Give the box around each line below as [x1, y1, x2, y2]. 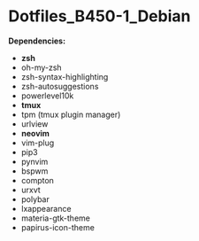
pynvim [20, 156, 49, 167]
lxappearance [20, 203, 72, 214]
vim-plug [20, 137, 55, 148]
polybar [20, 193, 50, 205]
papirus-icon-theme [20, 222, 95, 232]
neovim [20, 128, 50, 138]
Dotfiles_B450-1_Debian [8, 6, 191, 27]
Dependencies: [8, 35, 66, 46]
